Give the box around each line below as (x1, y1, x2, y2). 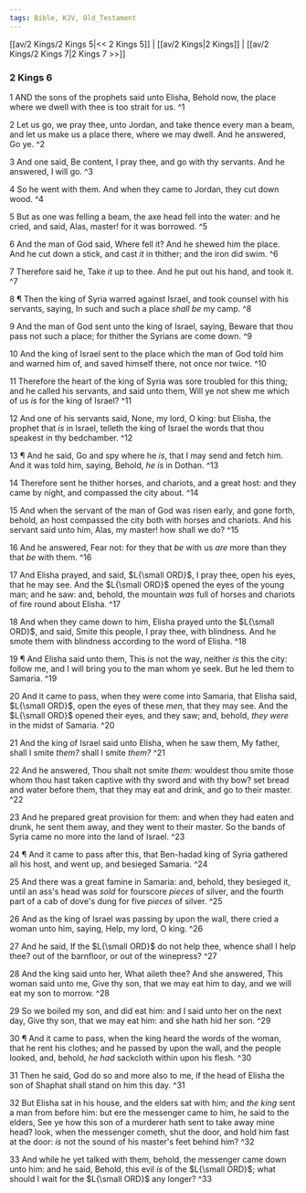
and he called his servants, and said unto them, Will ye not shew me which (9, 385, 290, 396)
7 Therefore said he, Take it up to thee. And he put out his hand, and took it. (9, 266, 294, 277)
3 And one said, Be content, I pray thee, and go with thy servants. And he (9, 156, 285, 167)
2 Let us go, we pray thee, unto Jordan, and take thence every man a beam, (9, 119, 295, 130)
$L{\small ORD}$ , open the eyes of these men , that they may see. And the (9, 700, 289, 711)
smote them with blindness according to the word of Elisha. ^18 (9, 635, 247, 646)
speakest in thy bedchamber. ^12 (9, 431, 133, 443)
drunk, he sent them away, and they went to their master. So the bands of (9, 821, 286, 832)
